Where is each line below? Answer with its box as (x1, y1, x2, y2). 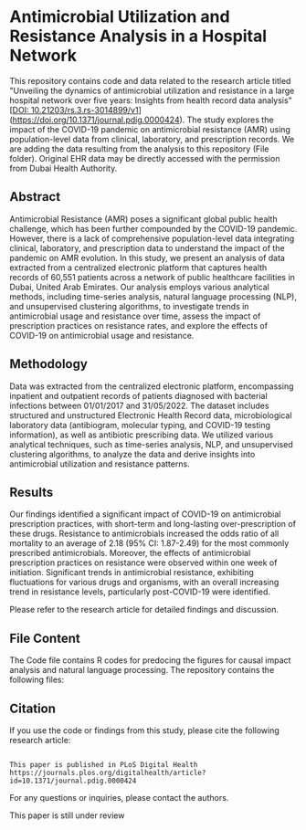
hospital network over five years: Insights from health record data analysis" (9, 94, 292, 106)
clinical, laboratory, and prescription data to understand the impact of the (9, 242, 285, 253)
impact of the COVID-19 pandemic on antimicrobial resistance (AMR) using (9, 123, 290, 134)
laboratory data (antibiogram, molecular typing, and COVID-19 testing (9, 419, 271, 430)
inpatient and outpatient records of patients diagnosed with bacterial (9, 390, 268, 401)
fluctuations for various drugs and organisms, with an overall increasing (9, 577, 280, 588)
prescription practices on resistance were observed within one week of (9, 557, 278, 568)
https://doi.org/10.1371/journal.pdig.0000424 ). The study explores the (12, 114, 274, 125)
